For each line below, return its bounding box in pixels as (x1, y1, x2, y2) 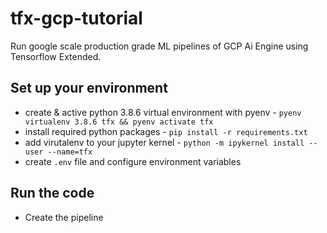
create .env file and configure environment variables (24, 155, 242, 167)
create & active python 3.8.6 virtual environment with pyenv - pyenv (24, 106, 302, 118)
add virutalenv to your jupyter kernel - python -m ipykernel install (24, 136, 305, 148)
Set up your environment (10, 80, 168, 97)
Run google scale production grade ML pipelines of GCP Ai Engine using (10, 40, 309, 52)
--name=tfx (47, 147, 93, 157)
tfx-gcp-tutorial (10, 7, 143, 30)
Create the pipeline (24, 211, 104, 223)
